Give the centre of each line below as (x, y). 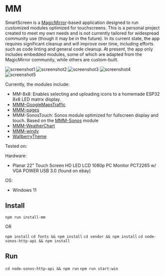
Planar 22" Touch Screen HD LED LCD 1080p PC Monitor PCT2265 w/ (84, 165)
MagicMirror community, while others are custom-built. (62, 59)
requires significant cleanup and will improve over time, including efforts (79, 43)
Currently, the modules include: (37, 84)
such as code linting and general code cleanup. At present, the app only (79, 49)
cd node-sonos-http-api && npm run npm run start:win (62, 269)
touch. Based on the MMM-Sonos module (55, 120)
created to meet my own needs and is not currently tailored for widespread (82, 33)
